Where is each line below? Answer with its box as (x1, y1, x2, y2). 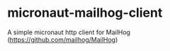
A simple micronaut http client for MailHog (7, 28, 131, 36)
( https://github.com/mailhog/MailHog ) (7, 35, 118, 43)
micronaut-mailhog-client (7, 5, 163, 21)
